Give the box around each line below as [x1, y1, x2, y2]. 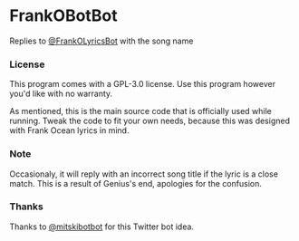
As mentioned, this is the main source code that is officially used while [9, 106, 272, 117]
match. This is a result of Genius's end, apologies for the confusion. [9, 178, 263, 188]
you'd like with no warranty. [9, 88, 113, 100]
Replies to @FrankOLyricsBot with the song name [9, 35, 194, 46]
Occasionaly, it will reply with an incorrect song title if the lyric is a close [9, 169, 279, 179]
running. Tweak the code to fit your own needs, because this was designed [9, 115, 290, 127]
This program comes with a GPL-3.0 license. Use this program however [9, 79, 276, 90]
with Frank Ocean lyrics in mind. [9, 125, 130, 136]
